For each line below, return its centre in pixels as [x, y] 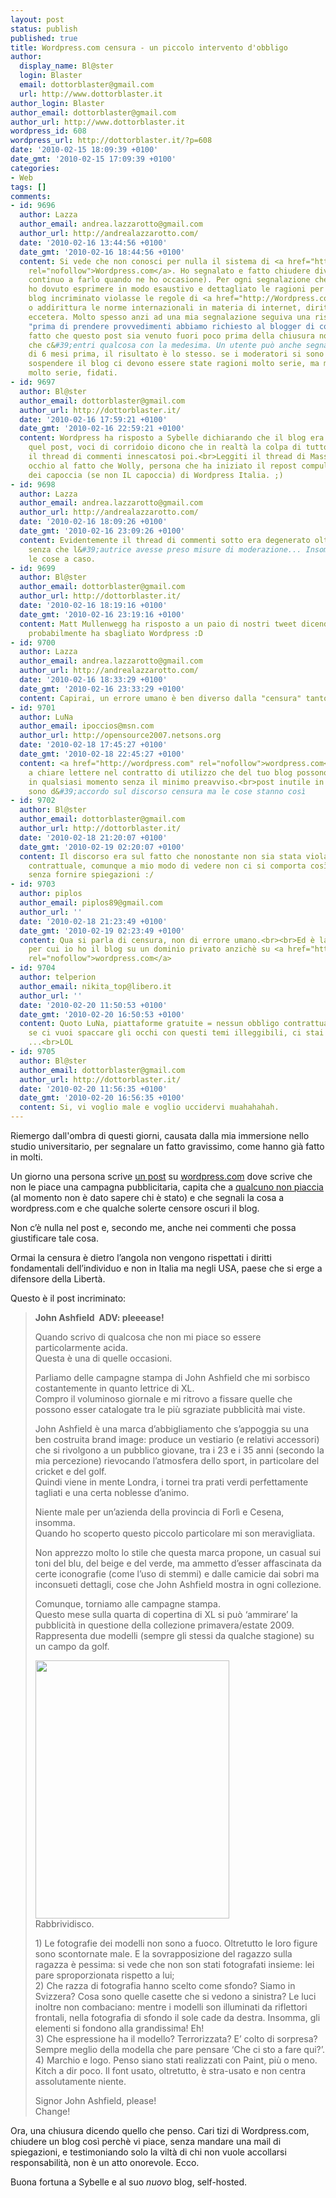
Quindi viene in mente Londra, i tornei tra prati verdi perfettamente [171, 1482]
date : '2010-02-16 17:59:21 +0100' [93, 419]
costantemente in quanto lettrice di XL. [114, 1388]
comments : [31, 196]
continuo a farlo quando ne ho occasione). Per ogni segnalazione [169, 280]
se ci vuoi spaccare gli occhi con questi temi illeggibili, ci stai [176, 1033]
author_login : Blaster [57, 103]
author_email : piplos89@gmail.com [91, 903]
